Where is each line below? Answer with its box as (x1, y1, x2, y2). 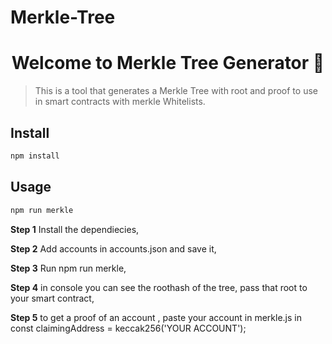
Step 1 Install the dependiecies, (10, 223, 140, 235)
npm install (10, 151, 60, 161)
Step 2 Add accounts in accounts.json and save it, (10, 242, 217, 255)
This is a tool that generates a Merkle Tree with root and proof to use (34, 85, 318, 97)
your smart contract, (10, 292, 95, 304)
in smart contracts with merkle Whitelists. (34, 96, 206, 108)
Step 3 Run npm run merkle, (10, 262, 127, 274)
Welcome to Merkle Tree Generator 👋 (11, 52, 325, 75)
